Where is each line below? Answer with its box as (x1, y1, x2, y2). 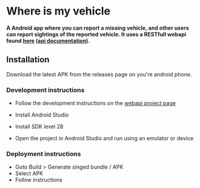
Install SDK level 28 (15, 123, 64, 131)
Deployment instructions (6, 149, 81, 158)
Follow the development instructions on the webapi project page (15, 100, 176, 107)
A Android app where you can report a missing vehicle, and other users (6, 24, 190, 31)
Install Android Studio (15, 111, 69, 118)
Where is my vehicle (6, 4, 111, 18)
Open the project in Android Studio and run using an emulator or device (15, 135, 194, 142)
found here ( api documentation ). (6, 37, 90, 44)
